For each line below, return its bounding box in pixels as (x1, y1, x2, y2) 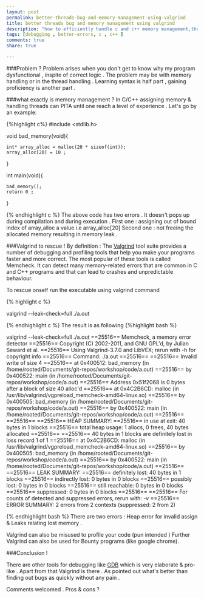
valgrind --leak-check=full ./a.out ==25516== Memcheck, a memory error (6, 333, 192, 341)
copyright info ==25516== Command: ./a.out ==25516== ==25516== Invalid (6, 353, 197, 360)
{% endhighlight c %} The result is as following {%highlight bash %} (6, 321, 177, 328)
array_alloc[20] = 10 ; (6, 149, 67, 155)
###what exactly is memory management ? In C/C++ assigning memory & (6, 95, 191, 103)
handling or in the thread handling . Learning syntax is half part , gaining (6, 77, 186, 85)
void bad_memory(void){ (6, 132, 69, 140)
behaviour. (6, 274, 33, 282)
